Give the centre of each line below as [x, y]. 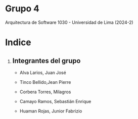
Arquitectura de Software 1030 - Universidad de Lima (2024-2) [69, 22]
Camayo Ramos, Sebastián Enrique [55, 101]
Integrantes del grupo [46, 61]
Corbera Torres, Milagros [45, 92]
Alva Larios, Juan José [43, 72]
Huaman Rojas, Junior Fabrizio [51, 111]
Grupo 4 [22, 9]
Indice [18, 42]
